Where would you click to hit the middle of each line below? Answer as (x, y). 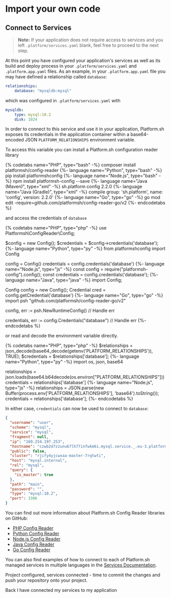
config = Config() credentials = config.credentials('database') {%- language (85, 264)
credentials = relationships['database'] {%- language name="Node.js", (79, 383)
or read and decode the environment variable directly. (62, 336)
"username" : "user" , (32, 423)
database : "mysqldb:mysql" (43, 91)
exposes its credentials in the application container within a (67, 134)
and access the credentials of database (46, 218)
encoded (15, 140)
